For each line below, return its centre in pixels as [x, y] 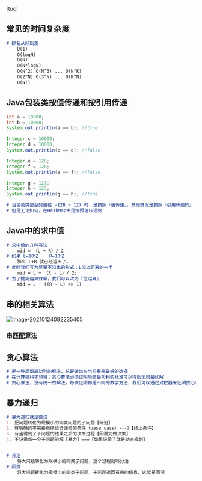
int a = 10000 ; [25, 117]
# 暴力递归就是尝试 [27, 417]
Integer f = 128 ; [28, 167]
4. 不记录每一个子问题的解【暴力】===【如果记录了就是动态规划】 [77, 440]
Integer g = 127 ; [28, 183]
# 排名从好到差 [23, 43]
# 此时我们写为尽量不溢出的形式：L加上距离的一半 [60, 268]
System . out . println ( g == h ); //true [52, 194]
